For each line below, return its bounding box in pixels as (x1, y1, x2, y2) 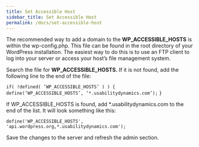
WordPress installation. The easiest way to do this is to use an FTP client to (6, 49, 190, 56)
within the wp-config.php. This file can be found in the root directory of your (6, 42, 193, 49)
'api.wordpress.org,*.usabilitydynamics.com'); (6, 124, 127, 130)
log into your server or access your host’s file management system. (6, 55, 171, 62)
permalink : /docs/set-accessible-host (6, 20, 102, 25)
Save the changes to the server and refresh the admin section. (6, 134, 159, 141)
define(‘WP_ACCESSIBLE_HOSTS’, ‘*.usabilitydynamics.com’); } (6, 90, 162, 97)
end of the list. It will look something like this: (6, 107, 116, 114)
